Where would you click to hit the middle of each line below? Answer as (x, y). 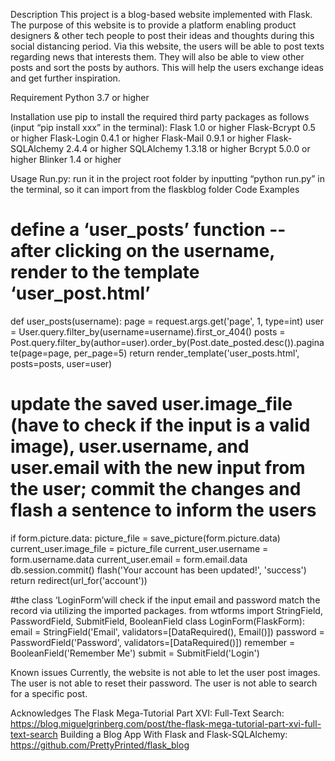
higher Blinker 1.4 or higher (66, 159)
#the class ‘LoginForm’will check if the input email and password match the (165, 600)
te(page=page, (41, 353)
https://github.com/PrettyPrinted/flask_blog (100, 745)
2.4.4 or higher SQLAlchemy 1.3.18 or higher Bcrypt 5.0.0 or (188, 148)
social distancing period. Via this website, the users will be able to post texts (167, 46)
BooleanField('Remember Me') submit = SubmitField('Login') (135, 653)
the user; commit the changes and (156, 489)
